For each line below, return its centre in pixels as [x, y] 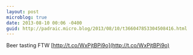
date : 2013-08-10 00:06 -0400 [44, 23]
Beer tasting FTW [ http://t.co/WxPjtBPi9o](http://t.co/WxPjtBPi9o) [88, 45]
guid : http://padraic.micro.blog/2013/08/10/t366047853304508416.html [97, 28]
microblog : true [27, 17]
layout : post [23, 12]
